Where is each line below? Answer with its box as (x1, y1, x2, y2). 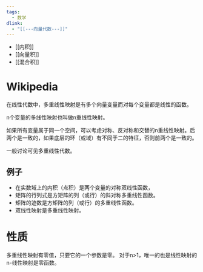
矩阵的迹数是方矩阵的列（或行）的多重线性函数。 (15, 199, 138, 206)
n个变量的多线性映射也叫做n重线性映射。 (6, 114, 108, 121)
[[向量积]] (15, 51, 39, 58)
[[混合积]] (15, 58, 39, 66)
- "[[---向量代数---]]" (12, 25, 68, 32)
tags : (6, 8, 20, 15)
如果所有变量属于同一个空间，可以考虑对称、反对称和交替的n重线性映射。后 (6, 127, 196, 134)
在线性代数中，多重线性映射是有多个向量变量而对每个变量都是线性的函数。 (6, 101, 192, 108)
